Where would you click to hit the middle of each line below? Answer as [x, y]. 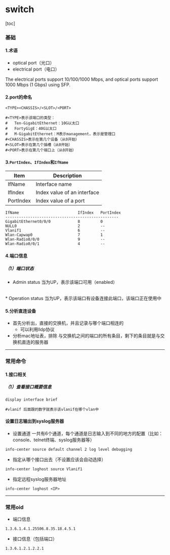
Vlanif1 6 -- [55, 231]
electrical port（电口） [36, 69]
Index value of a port [60, 201]
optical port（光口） [33, 63]
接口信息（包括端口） [35, 539]
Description [67, 176]
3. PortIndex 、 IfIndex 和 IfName [37, 162]
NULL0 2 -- [55, 226]
